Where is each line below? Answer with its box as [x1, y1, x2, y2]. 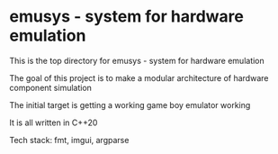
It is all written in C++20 [9, 117, 98, 128]
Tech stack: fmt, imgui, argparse [9, 134, 130, 145]
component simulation [9, 82, 93, 93]
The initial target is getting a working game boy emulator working [9, 99, 251, 110]
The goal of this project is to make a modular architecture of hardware [9, 72, 269, 83]
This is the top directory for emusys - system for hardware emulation [9, 55, 265, 66]
